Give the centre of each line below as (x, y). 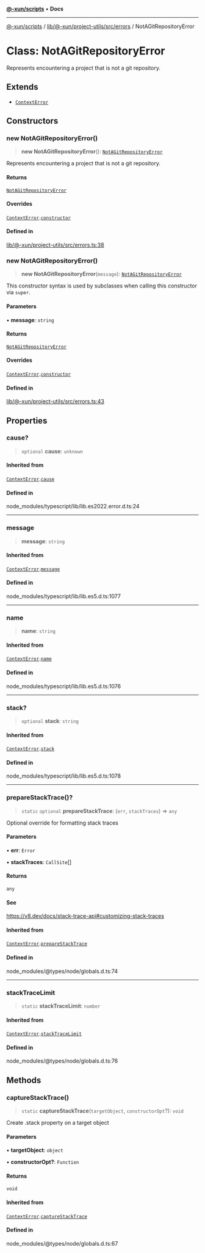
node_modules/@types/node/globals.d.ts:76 (62, 1061)
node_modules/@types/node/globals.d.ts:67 (62, 1243)
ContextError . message (33, 569)
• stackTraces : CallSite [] (39, 862)
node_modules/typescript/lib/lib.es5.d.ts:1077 (63, 596)
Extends (22, 87)
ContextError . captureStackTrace (47, 1216)
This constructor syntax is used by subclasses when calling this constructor (102, 286)
